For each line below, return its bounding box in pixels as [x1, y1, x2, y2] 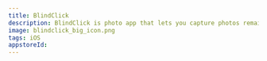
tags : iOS [8, 33, 41, 42]
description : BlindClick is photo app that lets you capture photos [8, 19, 240, 27]
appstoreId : [8, 41, 48, 49]
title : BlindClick [8, 11, 69, 20]
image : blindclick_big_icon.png [8, 26, 115, 34]
